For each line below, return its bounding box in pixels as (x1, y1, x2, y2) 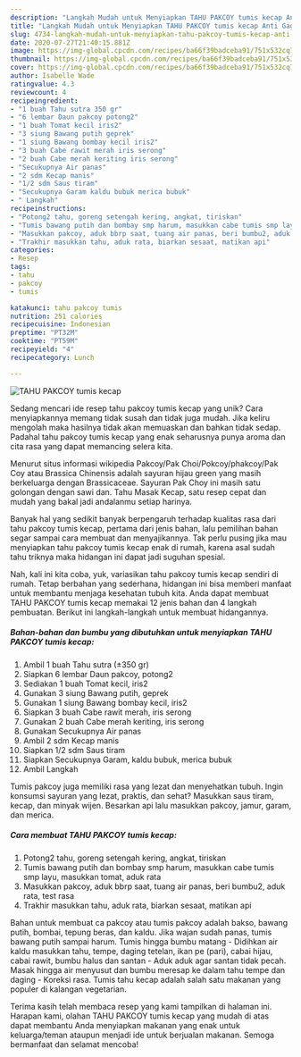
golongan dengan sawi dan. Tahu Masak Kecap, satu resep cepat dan (10, 486, 267, 497)
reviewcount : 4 (10, 88, 67, 96)
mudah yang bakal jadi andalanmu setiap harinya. (10, 496, 193, 507)
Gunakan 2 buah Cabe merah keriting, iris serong (22, 716, 205, 726)
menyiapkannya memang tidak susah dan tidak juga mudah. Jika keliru (10, 412, 271, 423)
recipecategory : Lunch (10, 353, 95, 362)
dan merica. (10, 810, 54, 820)
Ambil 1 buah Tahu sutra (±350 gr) (22, 659, 150, 670)
